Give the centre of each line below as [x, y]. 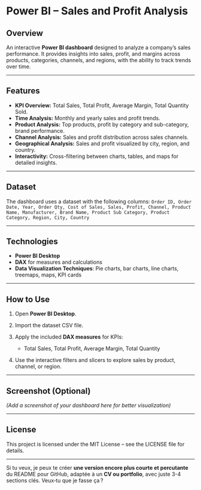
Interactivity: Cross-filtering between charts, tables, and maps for [97, 156]
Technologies [32, 241]
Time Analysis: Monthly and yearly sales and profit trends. [87, 118]
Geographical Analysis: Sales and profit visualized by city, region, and [102, 143]
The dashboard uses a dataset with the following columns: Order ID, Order [99, 201]
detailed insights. [36, 162]
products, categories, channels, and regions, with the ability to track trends [99, 60]
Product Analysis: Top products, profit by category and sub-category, [102, 124]
